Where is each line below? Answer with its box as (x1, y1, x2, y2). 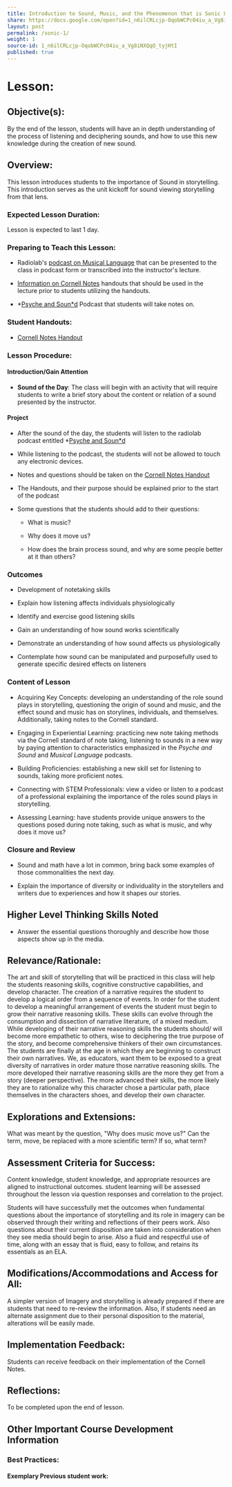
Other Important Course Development (7, 1423, 174, 1435)
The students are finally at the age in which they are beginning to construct (7, 1047, 221, 1055)
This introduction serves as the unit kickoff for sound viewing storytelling (7, 185, 215, 193)
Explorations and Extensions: (7, 1111, 136, 1123)
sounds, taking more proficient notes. (17, 771, 124, 780)
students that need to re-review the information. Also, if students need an (7, 1304, 216, 1312)
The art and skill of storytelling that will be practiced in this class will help (7, 973, 215, 981)
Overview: (7, 159, 53, 171)
